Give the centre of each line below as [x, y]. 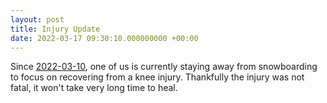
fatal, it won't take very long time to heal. [94, 88]
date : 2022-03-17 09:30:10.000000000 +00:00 [104, 38]
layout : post [37, 19]
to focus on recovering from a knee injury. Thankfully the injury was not [157, 77]
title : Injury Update [55, 29]
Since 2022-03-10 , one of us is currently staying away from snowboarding [164, 67]
